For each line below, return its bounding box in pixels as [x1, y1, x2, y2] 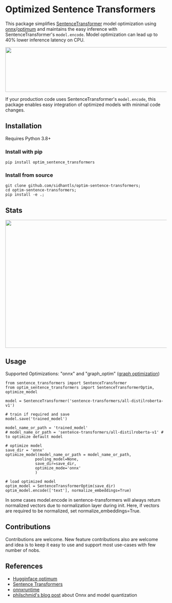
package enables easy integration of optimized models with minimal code [5, 101, 161, 107]
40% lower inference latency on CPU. [5, 37, 85, 43]
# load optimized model [5, 479, 56, 484]
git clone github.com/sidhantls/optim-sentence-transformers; [5, 183, 141, 188]
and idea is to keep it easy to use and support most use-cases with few [5, 542, 156, 548]
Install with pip [5, 148, 42, 155]
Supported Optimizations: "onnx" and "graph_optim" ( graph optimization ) [5, 370, 160, 377]
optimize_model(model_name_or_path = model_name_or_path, [5, 452, 132, 457]
